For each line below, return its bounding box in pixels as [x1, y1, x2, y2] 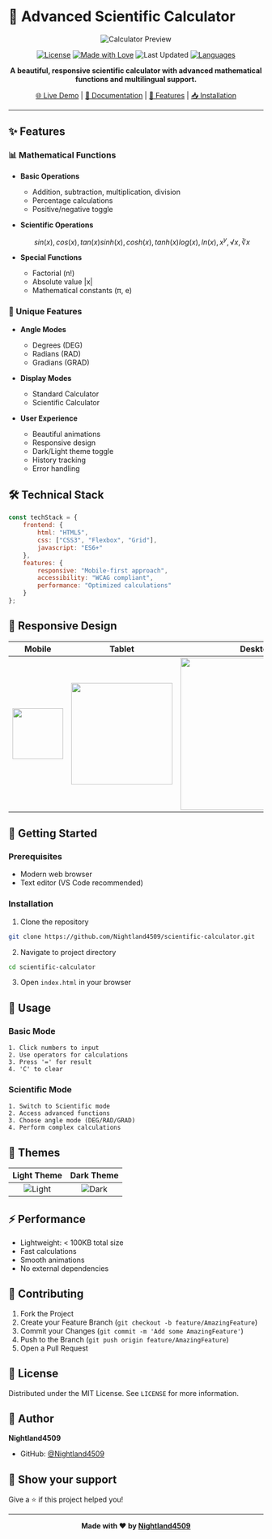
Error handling [32, 463, 80, 473]
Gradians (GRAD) [32, 357, 91, 367]
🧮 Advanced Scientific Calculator [8, 7, 236, 26]
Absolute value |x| [32, 277, 93, 287]
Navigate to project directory [19, 947, 117, 957]
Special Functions [19, 253, 83, 262]
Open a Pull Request [19, 1343, 89, 1353]
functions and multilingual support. [75, 74, 197, 84]
